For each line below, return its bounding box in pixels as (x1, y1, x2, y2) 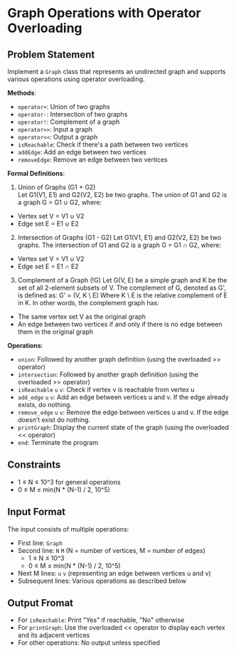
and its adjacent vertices (17, 631, 90, 640)
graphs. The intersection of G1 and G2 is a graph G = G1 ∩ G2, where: (17, 241, 222, 249)
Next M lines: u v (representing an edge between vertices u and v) (17, 569, 211, 577)
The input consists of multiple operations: (7, 524, 129, 533)
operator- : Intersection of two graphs (17, 110, 128, 118)
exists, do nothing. (17, 401, 73, 408)
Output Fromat (7, 597, 73, 609)
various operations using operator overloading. (7, 75, 145, 83)
